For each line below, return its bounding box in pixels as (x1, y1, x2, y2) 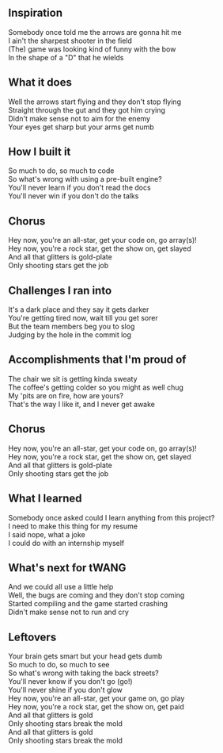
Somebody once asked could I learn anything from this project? (8, 513, 215, 522)
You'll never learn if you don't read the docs (8, 182, 152, 193)
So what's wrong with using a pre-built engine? (8, 175, 162, 184)
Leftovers (8, 630, 57, 644)
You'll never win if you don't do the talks (8, 191, 139, 201)
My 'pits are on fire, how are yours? (8, 390, 124, 400)
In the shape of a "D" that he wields (8, 52, 124, 62)
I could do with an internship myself (8, 538, 125, 547)
